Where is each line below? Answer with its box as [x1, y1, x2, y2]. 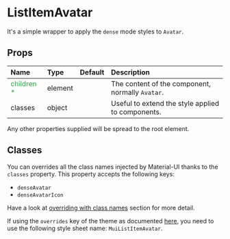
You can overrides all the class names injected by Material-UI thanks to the [7, 163, 218, 171]
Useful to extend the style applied [110, 98, 220, 108]
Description [110, 67, 151, 76]
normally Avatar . [110, 87, 164, 97]
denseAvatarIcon [16, 191, 64, 199]
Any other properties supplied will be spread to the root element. [7, 124, 190, 132]
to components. [110, 107, 162, 117]
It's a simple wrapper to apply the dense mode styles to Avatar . [7, 27, 183, 36]
